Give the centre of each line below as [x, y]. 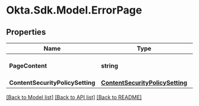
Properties [26, 32]
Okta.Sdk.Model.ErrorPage [74, 10]
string [110, 66]
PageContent [28, 66]
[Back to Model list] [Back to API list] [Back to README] [74, 97]
